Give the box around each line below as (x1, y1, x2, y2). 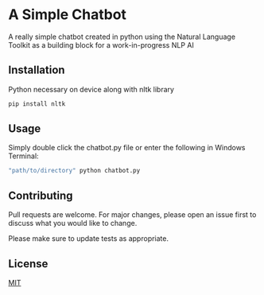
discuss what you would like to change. (8, 219, 138, 228)
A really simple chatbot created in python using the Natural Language (8, 32, 236, 41)
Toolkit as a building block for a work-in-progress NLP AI (8, 40, 195, 49)
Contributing (8, 188, 73, 202)
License (8, 257, 49, 270)
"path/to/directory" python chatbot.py (8, 167, 141, 175)
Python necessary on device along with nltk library (8, 84, 175, 94)
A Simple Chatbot (8, 6, 127, 24)
